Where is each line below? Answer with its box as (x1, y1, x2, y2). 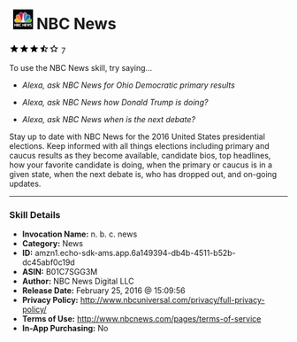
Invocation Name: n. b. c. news (21, 229, 138, 239)
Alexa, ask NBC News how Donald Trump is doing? (21, 97, 209, 107)
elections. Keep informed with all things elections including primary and (9, 140, 270, 151)
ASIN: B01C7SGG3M (21, 267, 98, 277)
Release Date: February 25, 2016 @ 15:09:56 (21, 285, 186, 296)
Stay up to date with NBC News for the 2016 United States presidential (9, 131, 265, 142)
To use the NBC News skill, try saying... (9, 62, 153, 73)
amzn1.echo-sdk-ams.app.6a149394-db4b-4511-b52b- (34, 248, 236, 259)
